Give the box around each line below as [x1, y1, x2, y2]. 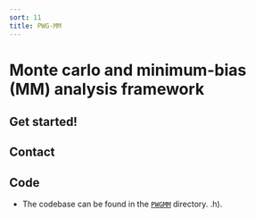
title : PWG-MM [9, 21, 62, 30]
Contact [9, 145, 55, 160]
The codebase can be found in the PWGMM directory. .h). [21, 198, 223, 210]
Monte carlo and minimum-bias [9, 60, 247, 80]
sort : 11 [9, 13, 42, 22]
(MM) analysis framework [9, 79, 205, 99]
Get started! [9, 114, 78, 130]
